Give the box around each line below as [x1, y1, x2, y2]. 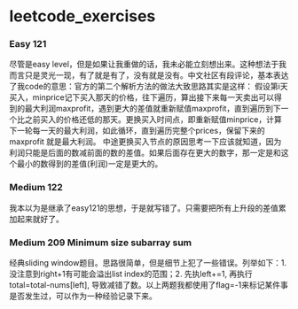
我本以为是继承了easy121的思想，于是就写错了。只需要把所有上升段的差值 [9, 202, 279, 213]
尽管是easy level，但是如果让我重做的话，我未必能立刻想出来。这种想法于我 [9, 59, 286, 70]
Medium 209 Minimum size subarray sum [9, 236, 192, 249]
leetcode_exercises [9, 6, 156, 27]
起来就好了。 [16, 213, 64, 224]
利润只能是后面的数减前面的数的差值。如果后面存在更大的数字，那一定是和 [9, 148, 281, 158]
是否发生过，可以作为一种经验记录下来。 [9, 290, 157, 302]
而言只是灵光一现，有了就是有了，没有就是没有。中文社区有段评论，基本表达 [9, 70, 289, 81]
